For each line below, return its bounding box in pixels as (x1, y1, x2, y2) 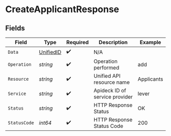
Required (66, 39, 89, 46)
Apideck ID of (93, 87, 126, 94)
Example (139, 39, 161, 46)
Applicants (137, 76, 163, 82)
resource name (93, 79, 130, 86)
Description (98, 39, 128, 46)
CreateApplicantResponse (5, 4, 120, 15)
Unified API (93, 73, 121, 79)
